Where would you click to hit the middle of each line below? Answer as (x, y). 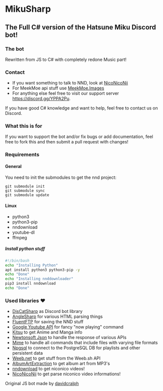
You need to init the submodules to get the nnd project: (61, 177)
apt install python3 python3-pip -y (42, 270)
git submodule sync (25, 191)
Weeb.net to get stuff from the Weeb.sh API (56, 358)
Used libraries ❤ (25, 301)
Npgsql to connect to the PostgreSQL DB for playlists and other (76, 348)
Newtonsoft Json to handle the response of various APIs (69, 337)
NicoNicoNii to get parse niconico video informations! (66, 374)
